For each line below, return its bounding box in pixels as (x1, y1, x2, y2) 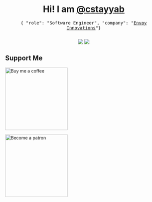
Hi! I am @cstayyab (43, 3, 125, 15)
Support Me (5, 54, 43, 62)
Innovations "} (66, 25, 101, 30)
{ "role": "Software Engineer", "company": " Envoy (20, 20, 147, 25)
